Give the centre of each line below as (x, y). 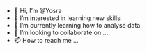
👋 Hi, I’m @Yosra (38, 11)
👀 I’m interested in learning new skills (67, 18)
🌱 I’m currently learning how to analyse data (77, 25)
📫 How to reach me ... (46, 40)
